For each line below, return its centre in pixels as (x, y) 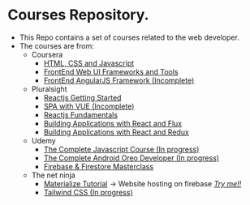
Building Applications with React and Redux (116, 132)
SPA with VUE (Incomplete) (89, 106)
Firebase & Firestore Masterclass (99, 166)
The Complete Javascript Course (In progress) (121, 149)
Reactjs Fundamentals (81, 114)
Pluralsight (49, 89)
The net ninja (54, 175)
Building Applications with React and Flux (113, 123)
